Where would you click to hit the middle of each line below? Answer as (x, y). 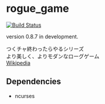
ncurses (25, 96)
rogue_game (38, 9)
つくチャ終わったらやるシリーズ (45, 49)
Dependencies (34, 82)
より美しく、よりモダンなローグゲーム (53, 56)
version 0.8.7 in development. (42, 36)
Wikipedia (18, 63)
